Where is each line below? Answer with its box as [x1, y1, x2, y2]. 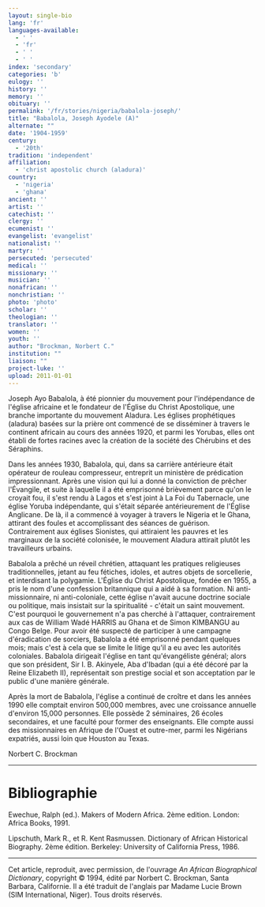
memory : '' [8, 93, 44, 100]
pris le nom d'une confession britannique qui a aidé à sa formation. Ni [8, 584, 234, 593]
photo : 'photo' [8, 298, 58, 306]
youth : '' [8, 335, 41, 343]
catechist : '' [8, 210, 55, 218]
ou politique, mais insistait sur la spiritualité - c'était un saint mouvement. [8, 600, 245, 610]
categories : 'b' [8, 70, 62, 78]
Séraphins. [8, 444, 43, 453]
